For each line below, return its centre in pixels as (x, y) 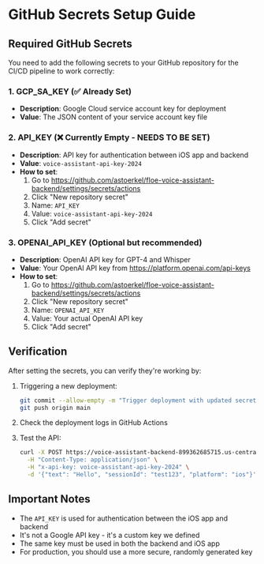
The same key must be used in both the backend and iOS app (120, 543)
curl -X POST (41, 453)
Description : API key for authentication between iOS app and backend (134, 155)
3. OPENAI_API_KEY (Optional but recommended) (105, 243)
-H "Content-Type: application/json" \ (93, 460)
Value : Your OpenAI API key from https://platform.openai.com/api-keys (135, 268)
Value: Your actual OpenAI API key (87, 318)
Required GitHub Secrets (70, 44)
